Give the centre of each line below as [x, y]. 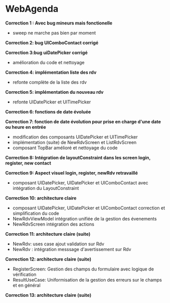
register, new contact [28, 163]
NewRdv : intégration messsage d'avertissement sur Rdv [72, 249]
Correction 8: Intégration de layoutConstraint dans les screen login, [78, 157]
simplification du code [36, 213]
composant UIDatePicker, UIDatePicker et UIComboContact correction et [89, 208]
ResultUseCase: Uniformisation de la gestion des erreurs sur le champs [87, 280]
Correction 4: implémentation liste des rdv [51, 72]
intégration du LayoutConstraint [46, 188]
